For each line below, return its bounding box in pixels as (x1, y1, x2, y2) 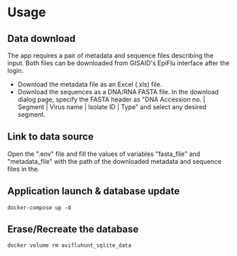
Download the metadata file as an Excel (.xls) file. (17, 80, 162, 89)
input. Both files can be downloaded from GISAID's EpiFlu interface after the (7, 59, 230, 67)
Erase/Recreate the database (7, 223, 139, 235)
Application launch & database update (7, 185, 180, 197)
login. (7, 67, 24, 74)
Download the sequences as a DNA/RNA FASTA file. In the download (17, 88, 219, 96)
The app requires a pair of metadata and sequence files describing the (7, 51, 214, 60)
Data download (7, 33, 76, 45)
